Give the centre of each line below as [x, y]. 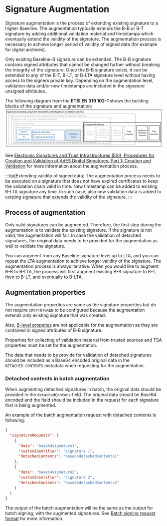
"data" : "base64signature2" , [49, 472]
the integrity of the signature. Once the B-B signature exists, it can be [77, 70]
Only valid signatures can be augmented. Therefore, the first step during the [83, 225]
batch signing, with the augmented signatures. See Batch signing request [81, 514]
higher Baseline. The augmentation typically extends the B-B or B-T [75, 28]
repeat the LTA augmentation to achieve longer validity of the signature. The [83, 261]
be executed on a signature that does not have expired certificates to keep [82, 181]
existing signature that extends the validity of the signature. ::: [69, 197]
